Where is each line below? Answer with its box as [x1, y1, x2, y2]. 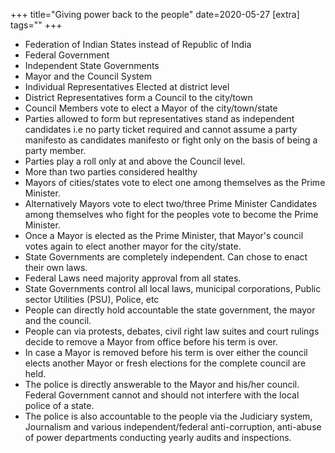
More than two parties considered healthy [24, 166, 198, 178]
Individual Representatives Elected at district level [24, 81, 230, 93]
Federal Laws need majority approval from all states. [24, 272, 242, 284]
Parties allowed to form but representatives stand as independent [24, 113, 295, 124]
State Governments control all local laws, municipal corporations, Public [24, 283, 322, 294]
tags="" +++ [10, 19, 63, 31]
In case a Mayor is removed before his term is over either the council [24, 347, 308, 358]
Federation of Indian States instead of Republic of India [24, 39, 252, 50]
